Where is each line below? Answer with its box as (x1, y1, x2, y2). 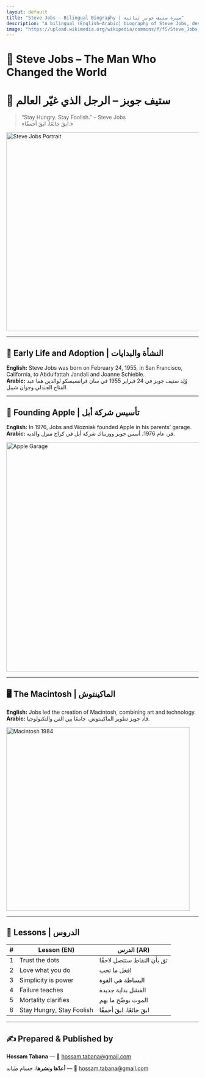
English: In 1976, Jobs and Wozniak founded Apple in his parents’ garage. (6, 424, 192, 430)
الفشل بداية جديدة (99, 986, 146, 994)
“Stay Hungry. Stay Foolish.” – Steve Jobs (21, 114, 126, 121)
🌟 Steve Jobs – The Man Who (6, 53, 157, 66)
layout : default (6, 9, 48, 15)
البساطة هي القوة (99, 976, 145, 984)
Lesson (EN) (38, 945, 75, 954)
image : (6, 26, 23, 32)
